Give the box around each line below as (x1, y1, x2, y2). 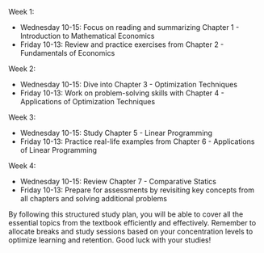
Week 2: (8, 64, 36, 74)
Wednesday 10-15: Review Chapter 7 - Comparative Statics (19, 177, 216, 186)
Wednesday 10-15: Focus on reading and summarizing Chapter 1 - (19, 23, 240, 32)
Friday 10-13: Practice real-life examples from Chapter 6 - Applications (19, 137, 255, 146)
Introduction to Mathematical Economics (19, 32, 155, 40)
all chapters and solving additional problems (19, 194, 168, 203)
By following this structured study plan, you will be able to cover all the (8, 209, 244, 219)
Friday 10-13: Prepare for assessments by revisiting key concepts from (19, 185, 254, 195)
